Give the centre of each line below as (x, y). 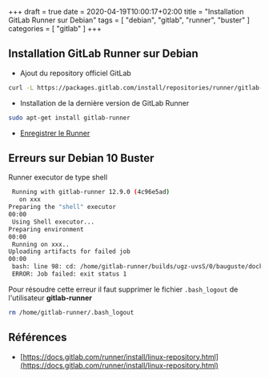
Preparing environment (46, 229)
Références (38, 338)
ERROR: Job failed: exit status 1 (69, 274)
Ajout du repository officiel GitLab (76, 73)
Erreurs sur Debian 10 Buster (81, 158)
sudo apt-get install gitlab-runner (69, 118)
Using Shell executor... (53, 222)
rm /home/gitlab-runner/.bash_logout (71, 312)
